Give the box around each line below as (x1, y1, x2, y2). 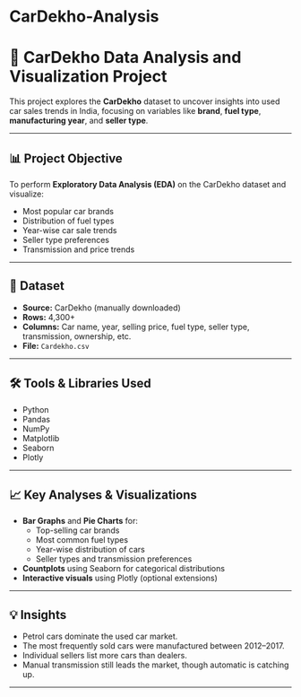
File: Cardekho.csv (21, 340, 90, 351)
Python (21, 404, 49, 414)
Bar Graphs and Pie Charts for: (21, 516, 139, 527)
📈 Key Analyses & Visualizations (9, 487, 197, 502)
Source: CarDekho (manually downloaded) (21, 302, 181, 313)
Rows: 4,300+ (21, 311, 76, 322)
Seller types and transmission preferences (35, 553, 193, 564)
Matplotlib (21, 432, 60, 443)
